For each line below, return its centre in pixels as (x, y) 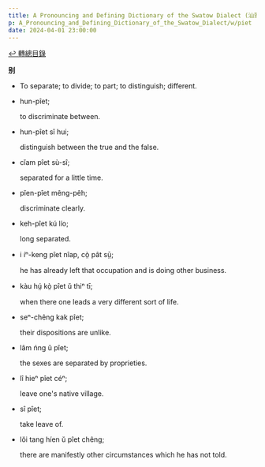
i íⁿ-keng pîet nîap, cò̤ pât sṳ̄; (67, 255)
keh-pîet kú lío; (44, 224)
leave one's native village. (62, 394)
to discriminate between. (60, 117)
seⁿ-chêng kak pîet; (52, 317)
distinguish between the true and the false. (89, 148)
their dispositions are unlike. (65, 333)
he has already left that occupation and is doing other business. (123, 271)
